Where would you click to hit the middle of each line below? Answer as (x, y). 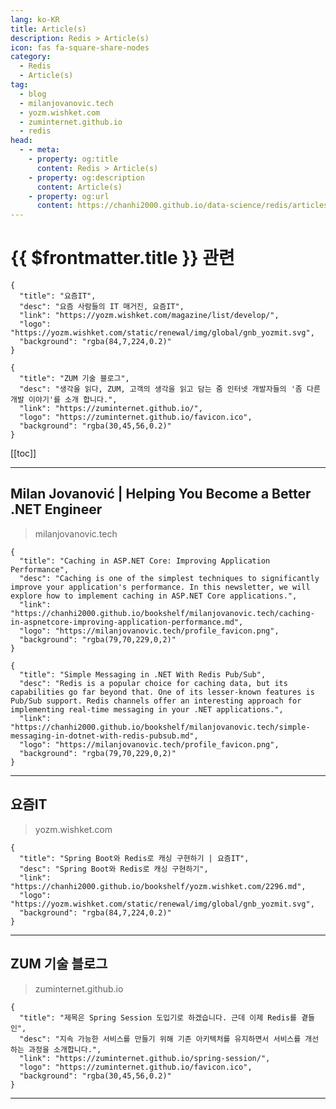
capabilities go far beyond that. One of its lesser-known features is (162, 692)
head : (21, 141)
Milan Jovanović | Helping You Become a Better (161, 494)
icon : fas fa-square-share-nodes (80, 47)
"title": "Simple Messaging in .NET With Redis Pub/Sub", (143, 674)
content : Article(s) (79, 187)
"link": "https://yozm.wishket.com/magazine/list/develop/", (149, 316)
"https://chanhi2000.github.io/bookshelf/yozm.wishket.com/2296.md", (158, 886)
